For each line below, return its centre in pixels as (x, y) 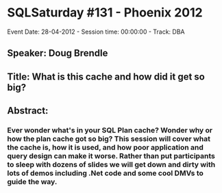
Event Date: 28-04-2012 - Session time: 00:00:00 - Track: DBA (96, 32)
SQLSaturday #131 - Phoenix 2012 (105, 13)
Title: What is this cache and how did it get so (106, 77)
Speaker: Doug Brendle (58, 53)
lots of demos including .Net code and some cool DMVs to (106, 173)
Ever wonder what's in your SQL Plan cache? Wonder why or (110, 130)
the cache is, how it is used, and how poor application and (106, 148)
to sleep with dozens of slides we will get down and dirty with (111, 165)
